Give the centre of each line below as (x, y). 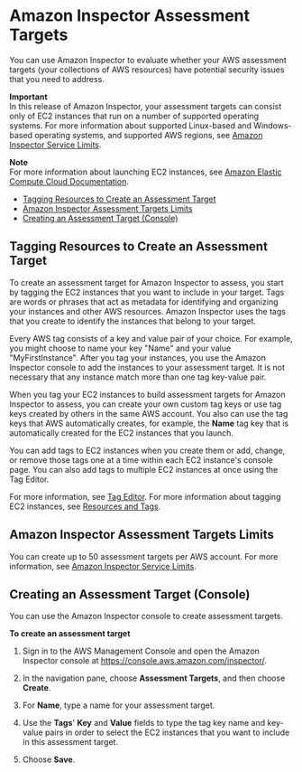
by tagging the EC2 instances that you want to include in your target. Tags (147, 292)
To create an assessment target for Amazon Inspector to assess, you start (146, 282)
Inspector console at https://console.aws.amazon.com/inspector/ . (145, 661)
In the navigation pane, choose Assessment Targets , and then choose (154, 678)
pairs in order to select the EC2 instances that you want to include (167, 732)
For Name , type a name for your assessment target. (119, 705)
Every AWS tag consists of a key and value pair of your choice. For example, (151, 338)
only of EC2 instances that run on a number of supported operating (134, 116)
